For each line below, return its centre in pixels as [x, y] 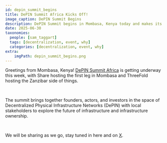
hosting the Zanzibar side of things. [42, 81]
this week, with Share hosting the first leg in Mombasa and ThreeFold [77, 76]
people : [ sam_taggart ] [33, 38]
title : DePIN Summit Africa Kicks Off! [47, 14]
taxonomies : [17, 33]
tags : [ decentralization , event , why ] [50, 42]
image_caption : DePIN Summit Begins [43, 19]
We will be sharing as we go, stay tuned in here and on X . [64, 136]
